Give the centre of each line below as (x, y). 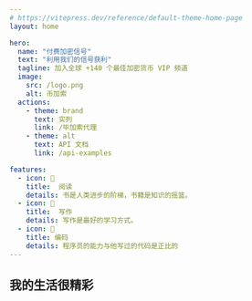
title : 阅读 (49, 187)
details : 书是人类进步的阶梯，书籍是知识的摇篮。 (109, 195)
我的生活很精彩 (52, 285)
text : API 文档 (61, 145)
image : (30, 77)
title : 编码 (47, 237)
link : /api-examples (73, 153)
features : (28, 170)
